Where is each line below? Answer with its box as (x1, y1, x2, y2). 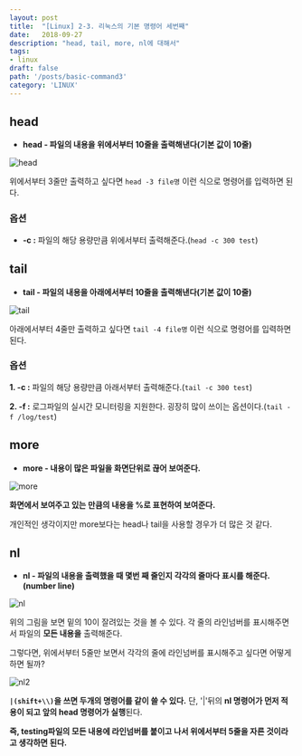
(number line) (22, 580, 75, 591)
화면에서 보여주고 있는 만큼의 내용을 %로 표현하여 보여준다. (9, 499, 216, 510)
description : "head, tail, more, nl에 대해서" (9, 38, 181, 48)
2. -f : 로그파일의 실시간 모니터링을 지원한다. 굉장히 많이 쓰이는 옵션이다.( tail (9, 400, 283, 412)
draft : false (9, 64, 59, 73)
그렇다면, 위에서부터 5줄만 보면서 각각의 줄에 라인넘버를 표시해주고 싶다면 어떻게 (9, 647, 292, 658)
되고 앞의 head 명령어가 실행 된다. (25, 707, 143, 718)
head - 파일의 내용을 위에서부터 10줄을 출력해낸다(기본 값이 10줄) (22, 139, 252, 150)
